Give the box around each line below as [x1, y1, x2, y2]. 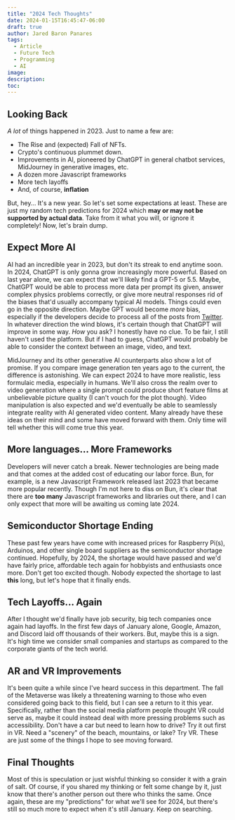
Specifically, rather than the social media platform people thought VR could [7, 706, 224, 715]
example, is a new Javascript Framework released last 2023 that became [7, 477, 219, 486]
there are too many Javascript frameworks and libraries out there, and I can [7, 492, 227, 500]
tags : [7, 37, 23, 44]
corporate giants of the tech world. [7, 644, 108, 653]
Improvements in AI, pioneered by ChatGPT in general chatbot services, [17, 155, 226, 164]
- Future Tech [13, 50, 55, 57]
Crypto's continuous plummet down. [17, 148, 123, 157]
